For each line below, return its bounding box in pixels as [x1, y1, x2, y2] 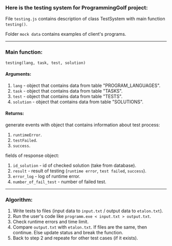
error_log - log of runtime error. [12, 173, 81, 179]
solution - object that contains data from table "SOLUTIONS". [12, 99, 144, 105]
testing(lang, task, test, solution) [5, 60, 86, 65]
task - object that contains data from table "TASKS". [12, 87, 123, 94]
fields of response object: [5, 152, 59, 159]
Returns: [5, 110, 25, 117]
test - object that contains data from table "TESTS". [12, 93, 123, 99]
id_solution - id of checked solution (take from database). [12, 163, 137, 168]
